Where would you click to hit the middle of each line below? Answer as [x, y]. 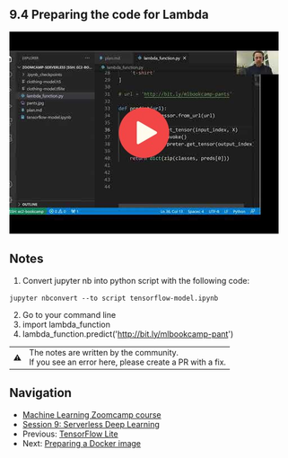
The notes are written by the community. [104, 353]
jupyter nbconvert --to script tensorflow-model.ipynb [114, 298]
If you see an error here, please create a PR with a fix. [128, 362]
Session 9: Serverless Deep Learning [91, 424]
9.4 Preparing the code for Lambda [109, 15]
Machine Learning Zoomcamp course [92, 414]
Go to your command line [69, 314]
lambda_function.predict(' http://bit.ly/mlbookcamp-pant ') [128, 334]
